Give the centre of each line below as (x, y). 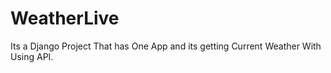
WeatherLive (65, 18)
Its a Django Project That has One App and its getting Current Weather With (166, 46)
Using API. (32, 56)
